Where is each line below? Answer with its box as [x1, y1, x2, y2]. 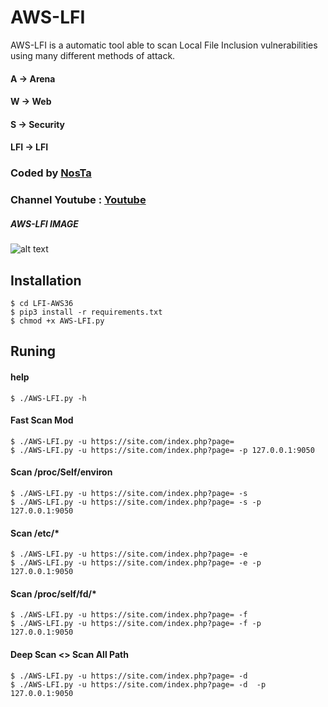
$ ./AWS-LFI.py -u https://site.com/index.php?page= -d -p [10, 679, 267, 690]
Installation [10, 272, 82, 289]
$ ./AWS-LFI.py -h [10, 393, 87, 403]
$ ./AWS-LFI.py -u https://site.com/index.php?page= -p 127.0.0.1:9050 [10, 445, 315, 455]
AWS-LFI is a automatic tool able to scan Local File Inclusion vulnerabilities [10, 39, 318, 51]
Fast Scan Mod [10, 414, 74, 426]
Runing [10, 343, 56, 360]
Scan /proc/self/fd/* [10, 587, 97, 600]
